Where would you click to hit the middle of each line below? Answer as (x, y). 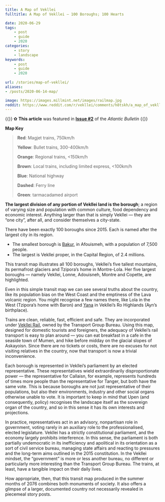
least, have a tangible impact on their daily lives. (54, 469)
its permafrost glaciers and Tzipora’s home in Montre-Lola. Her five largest (81, 269)
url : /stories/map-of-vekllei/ (37, 82)
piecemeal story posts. (28, 494)
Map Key (14, 129)
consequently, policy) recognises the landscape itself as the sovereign (76, 402)
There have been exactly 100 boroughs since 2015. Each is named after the (81, 230)
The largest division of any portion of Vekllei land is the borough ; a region (81, 205)
